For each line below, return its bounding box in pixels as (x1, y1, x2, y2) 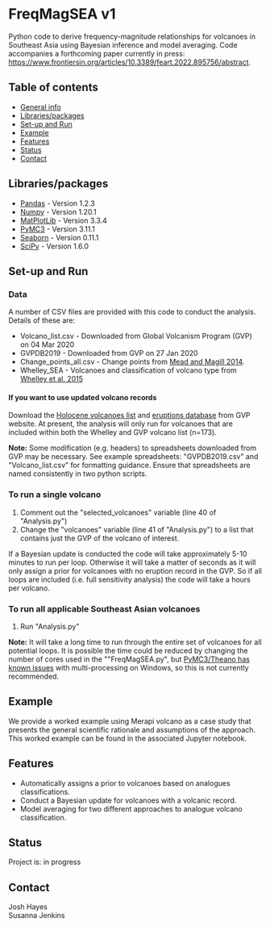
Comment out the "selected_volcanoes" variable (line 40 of (19, 507, 217, 517)
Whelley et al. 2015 (19, 374, 83, 384)
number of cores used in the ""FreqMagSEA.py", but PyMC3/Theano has (8, 654, 250, 664)
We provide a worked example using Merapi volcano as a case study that (8, 716, 251, 726)
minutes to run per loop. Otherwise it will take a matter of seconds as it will (8, 557, 256, 567)
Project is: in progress (8, 857, 81, 867)
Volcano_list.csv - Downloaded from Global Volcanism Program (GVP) (19, 332, 252, 341)
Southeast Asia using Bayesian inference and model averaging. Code (8, 40, 238, 49)
